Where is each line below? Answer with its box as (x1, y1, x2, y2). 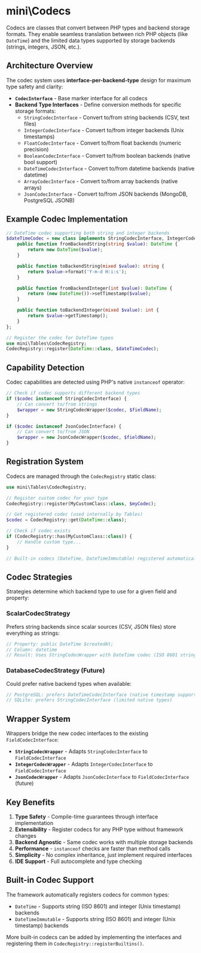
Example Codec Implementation (6, 214, 128, 225)
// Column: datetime (6, 647, 58, 653)
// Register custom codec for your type (6, 495, 109, 501)
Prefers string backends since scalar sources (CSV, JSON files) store (6, 623, 176, 630)
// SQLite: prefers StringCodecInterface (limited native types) (6, 697, 172, 703)
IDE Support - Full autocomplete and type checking (14, 858, 142, 865)
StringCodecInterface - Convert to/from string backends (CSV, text (23, 113, 190, 121)
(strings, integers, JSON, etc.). (6, 43, 81, 50)
